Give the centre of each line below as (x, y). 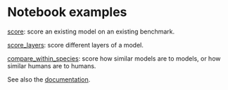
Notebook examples (67, 12)
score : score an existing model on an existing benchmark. (91, 31)
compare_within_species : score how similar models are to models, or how (114, 58)
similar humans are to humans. (52, 66)
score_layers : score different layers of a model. (76, 45)
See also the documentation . (49, 79)
